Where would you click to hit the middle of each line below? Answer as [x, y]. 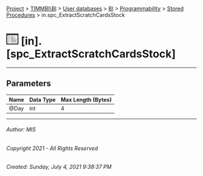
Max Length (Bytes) [86, 99]
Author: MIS [21, 130]
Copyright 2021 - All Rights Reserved [52, 148]
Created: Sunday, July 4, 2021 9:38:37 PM [59, 167]
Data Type [43, 99]
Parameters [29, 83]
